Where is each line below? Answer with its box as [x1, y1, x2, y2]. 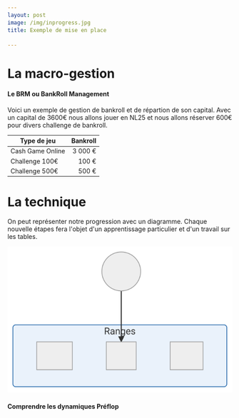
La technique [7, 193, 87, 210]
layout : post [7, 11, 46, 19]
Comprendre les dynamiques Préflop [7, 402, 119, 410]
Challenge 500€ [10, 166, 59, 175]
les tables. [7, 233, 38, 241]
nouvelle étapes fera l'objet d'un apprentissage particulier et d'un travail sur [7, 225, 230, 233]
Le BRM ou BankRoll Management [7, 90, 109, 98]
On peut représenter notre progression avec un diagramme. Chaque [7, 218, 208, 226]
